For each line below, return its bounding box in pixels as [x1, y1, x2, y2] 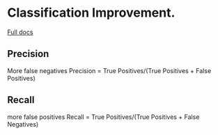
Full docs [7, 28, 33, 36]
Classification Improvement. [7, 5, 176, 21]
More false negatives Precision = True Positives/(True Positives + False [7, 66, 212, 74]
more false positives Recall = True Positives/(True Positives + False [7, 113, 200, 121]
